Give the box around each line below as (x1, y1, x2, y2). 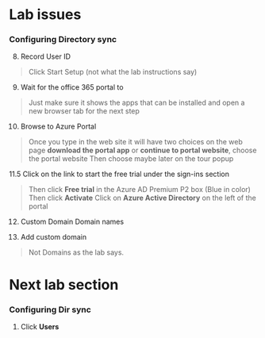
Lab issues (9, 6, 82, 24)
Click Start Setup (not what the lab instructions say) (28, 67, 198, 77)
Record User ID (20, 52, 71, 61)
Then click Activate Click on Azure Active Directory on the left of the (28, 193, 256, 203)
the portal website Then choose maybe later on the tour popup (28, 154, 234, 163)
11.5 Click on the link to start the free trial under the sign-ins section (9, 169, 229, 179)
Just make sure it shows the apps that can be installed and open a (28, 98, 245, 108)
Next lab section (9, 275, 119, 294)
